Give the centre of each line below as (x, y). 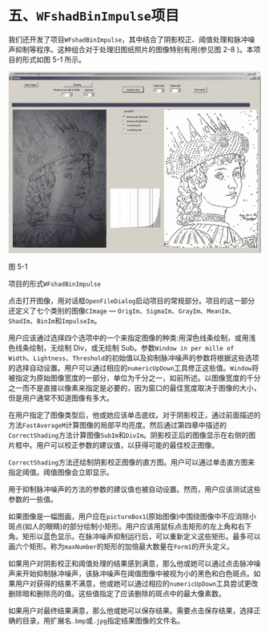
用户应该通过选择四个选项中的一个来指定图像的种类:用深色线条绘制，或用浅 (132, 338)
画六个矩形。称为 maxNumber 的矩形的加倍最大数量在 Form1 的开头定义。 (121, 546)
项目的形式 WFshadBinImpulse (55, 284)
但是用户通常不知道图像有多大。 (61, 398)
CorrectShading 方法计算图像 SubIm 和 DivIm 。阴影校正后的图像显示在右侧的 (128, 435)
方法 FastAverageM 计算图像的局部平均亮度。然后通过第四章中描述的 (117, 425)
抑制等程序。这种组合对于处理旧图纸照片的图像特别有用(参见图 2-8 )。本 (134, 49)
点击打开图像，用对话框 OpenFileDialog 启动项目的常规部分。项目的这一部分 (132, 301)
